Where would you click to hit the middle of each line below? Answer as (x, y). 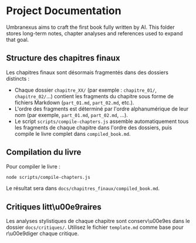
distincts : (18, 78)
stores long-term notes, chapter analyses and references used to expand (94, 33)
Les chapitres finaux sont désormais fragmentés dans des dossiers (87, 72)
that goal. (18, 39)
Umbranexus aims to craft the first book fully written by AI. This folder (90, 27)
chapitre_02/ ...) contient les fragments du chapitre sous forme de (94, 96)
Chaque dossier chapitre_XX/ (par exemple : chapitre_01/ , (85, 90)
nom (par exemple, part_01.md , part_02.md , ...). (71, 115)
